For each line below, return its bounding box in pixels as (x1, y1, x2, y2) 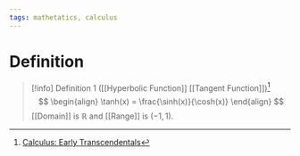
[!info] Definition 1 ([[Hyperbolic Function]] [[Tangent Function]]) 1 (30, 81, 271, 94)
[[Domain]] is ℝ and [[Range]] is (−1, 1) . (30, 111, 174, 121)
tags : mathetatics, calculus (9, 12, 118, 22)
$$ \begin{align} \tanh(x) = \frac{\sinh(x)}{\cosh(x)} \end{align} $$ (37, 96, 284, 107)
